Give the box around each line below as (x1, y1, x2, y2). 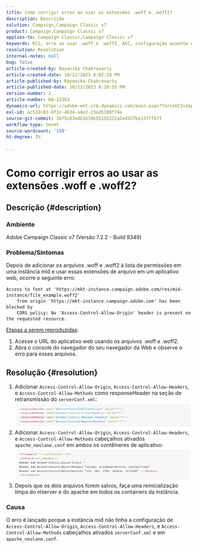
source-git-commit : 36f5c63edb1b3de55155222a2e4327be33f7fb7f (6, 115, 162, 121)
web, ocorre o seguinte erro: (6, 275, 75, 282)
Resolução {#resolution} (6, 367, 98, 377)
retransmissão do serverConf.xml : (14, 396, 97, 403)
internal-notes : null (6, 53, 60, 59)
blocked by (6, 304, 33, 310)
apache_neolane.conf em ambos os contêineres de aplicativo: (14, 442, 163, 449)
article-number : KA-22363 (6, 97, 70, 103)
